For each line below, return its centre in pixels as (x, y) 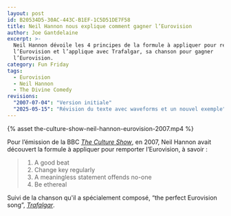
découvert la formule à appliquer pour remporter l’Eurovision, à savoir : (108, 149)
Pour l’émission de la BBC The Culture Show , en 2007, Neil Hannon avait (109, 142)
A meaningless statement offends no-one (93, 177)
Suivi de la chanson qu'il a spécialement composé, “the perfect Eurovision (112, 197)
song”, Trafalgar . (31, 205)
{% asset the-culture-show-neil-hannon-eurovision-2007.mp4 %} (100, 128)
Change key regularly (65, 169)
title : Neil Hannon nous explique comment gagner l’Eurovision (100, 26)
